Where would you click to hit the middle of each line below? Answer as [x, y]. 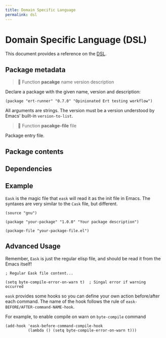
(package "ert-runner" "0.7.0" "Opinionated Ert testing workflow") [79, 101]
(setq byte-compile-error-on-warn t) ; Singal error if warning [75, 282]
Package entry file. [25, 136]
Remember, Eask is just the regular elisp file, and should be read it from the [83, 258]
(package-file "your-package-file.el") [47, 231]
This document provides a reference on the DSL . [56, 54]
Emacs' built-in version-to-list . [39, 116]
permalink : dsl [21, 15]
